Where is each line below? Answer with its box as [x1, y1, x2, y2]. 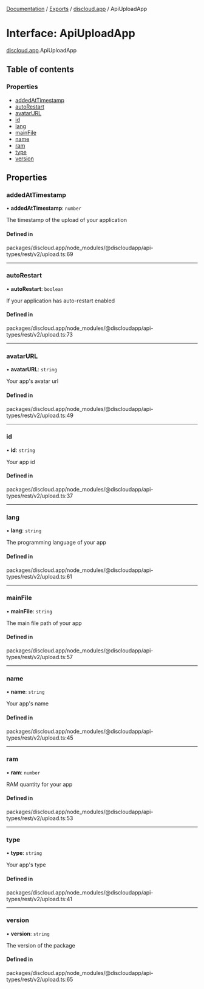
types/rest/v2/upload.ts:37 [6, 492, 73, 499]
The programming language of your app [6, 539, 106, 546]
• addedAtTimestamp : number [6, 204, 82, 212]
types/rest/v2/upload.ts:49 [6, 412, 74, 419]
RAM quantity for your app [6, 780, 73, 788]
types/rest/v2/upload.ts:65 [6, 976, 73, 984]
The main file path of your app [6, 619, 82, 627]
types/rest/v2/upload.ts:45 [6, 734, 74, 741]
